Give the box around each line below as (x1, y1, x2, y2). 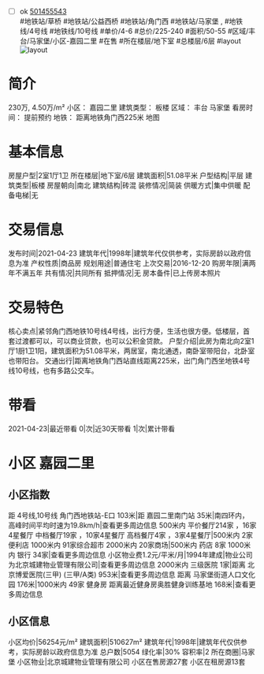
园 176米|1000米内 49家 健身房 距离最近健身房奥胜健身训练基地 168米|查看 (8, 579, 250, 589)
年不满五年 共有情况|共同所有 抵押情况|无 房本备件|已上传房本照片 (8, 268, 221, 277)
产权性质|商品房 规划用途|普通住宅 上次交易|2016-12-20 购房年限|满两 (30, 258, 256, 267)
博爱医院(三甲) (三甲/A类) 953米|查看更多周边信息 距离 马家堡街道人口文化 (14, 569, 256, 579)
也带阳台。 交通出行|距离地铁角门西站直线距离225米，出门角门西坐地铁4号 (8, 356, 251, 365)
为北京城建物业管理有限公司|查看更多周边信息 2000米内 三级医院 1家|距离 (8, 560, 246, 569)
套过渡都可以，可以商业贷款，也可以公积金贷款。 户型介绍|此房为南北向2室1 (8, 336, 255, 345)
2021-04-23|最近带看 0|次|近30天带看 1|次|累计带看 (8, 423, 176, 433)
